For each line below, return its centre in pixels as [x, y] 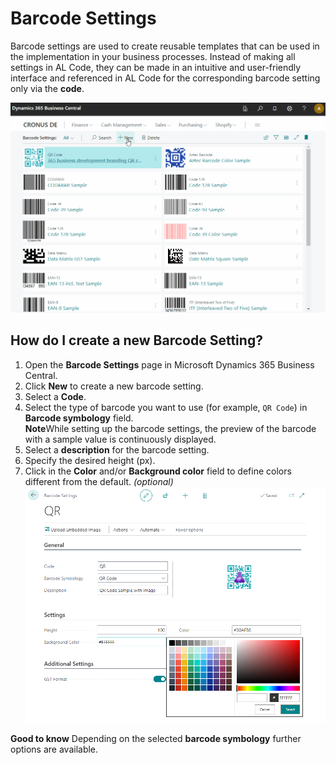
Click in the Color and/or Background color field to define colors [158, 471]
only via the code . [47, 88]
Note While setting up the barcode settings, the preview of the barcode [170, 428]
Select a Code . [55, 396]
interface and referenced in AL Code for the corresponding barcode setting [165, 78]
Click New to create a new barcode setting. [114, 386]
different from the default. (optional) [99, 481]
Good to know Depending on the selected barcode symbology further [156, 738]
